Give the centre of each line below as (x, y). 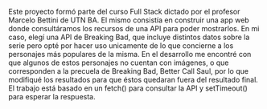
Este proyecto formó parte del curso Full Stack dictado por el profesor (124, 12)
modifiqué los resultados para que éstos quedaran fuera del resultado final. (133, 80)
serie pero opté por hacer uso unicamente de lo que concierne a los (121, 46)
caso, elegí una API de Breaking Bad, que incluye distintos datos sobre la (129, 37)
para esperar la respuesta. (52, 97)
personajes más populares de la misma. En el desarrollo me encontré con (130, 54)
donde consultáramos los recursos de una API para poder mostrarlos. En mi (134, 28)
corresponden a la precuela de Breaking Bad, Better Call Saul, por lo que (129, 71)
